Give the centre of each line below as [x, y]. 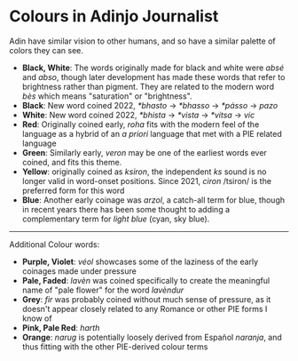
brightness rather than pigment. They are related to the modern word [148, 86]
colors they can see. [47, 50]
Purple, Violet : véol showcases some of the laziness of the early [140, 261]
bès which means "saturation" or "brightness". [107, 96]
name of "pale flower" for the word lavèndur [103, 290]
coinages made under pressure [79, 271]
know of [37, 318]
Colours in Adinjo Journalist [114, 16]
